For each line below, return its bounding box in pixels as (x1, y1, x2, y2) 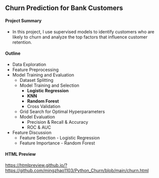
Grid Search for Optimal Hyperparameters (19, 108, 105, 114)
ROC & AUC (27, 124, 51, 130)
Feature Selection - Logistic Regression (19, 135, 100, 141)
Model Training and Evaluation (12, 71, 75, 78)
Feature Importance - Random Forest (19, 140, 95, 146)
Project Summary (5, 17, 42, 24)
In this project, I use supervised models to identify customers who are (12, 29, 155, 35)
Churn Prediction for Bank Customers (5, 4, 123, 12)
